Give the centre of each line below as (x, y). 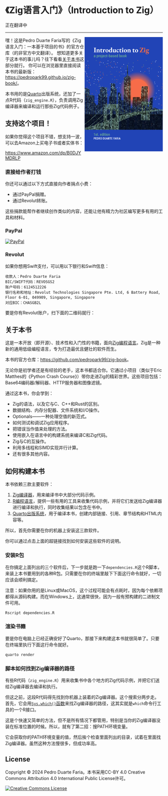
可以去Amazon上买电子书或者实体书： (44, 142)
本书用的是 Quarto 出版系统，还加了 (41, 93)
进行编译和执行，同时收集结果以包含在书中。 (58, 507)
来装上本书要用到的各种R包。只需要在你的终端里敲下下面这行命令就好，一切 (83, 573)
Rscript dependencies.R (30, 613)
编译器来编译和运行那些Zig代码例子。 (43, 106)
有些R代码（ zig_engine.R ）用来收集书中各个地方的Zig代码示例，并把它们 (80, 680)
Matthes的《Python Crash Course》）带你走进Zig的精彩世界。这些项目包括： (84, 377)
